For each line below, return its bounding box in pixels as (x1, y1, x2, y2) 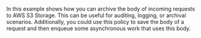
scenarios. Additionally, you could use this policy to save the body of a (6, 18, 184, 25)
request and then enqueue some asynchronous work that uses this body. (6, 25, 191, 32)
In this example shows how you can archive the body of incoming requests (6, 6, 195, 12)
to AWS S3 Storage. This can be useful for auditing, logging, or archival (6, 12, 186, 19)
